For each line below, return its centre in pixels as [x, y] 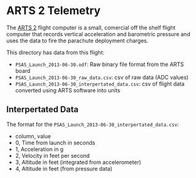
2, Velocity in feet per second [52, 155]
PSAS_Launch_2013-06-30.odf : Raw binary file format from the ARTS [100, 64]
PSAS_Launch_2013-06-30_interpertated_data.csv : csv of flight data [100, 84]
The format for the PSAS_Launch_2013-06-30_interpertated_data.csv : [93, 124]
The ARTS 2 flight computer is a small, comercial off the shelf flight [91, 28]
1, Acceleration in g [39, 149]
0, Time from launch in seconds [55, 143]
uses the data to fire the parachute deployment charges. [77, 40]
